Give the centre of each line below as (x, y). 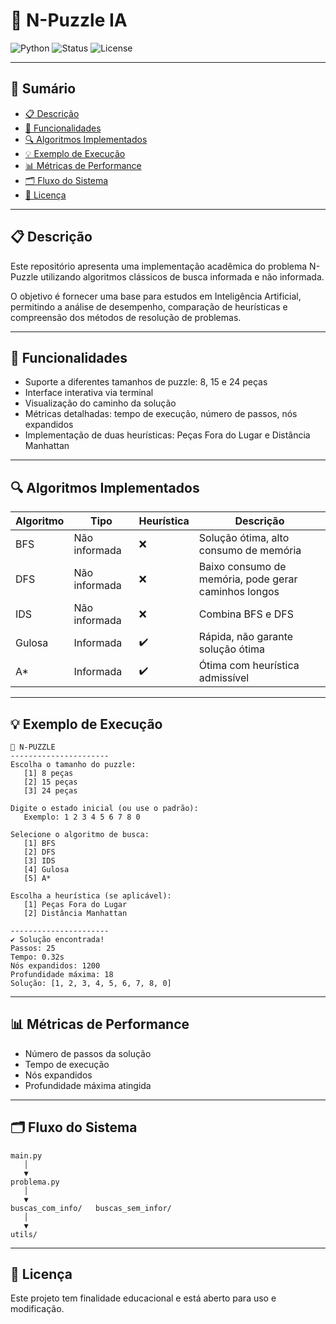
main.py (26, 1155)
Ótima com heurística (249, 666)
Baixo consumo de (242, 567)
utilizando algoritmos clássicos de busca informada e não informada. (182, 276)
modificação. (37, 1309)
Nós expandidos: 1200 (55, 966)
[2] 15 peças (50, 782)
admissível (224, 678)
